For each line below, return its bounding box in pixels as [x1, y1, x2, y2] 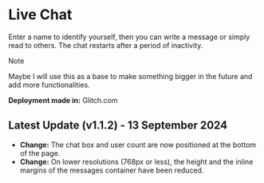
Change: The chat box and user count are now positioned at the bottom [19, 140, 257, 149]
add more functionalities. [8, 80, 90, 90]
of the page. [19, 148, 61, 157]
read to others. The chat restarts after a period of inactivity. [8, 40, 203, 50]
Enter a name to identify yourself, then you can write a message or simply [8, 32, 250, 42]
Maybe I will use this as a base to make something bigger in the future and [8, 71, 253, 81]
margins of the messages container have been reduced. [19, 165, 204, 175]
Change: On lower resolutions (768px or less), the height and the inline [19, 157, 254, 166]
